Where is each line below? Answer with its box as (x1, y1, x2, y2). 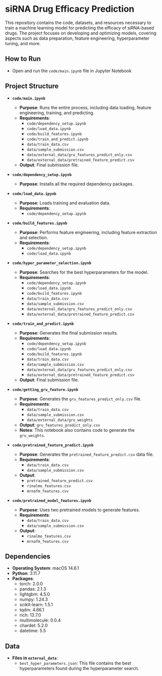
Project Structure (5, 82, 59, 90)
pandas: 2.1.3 (19, 586, 46, 592)
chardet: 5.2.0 (19, 623, 48, 628)
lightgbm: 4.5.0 (19, 591, 50, 597)
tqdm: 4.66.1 (19, 607, 45, 613)
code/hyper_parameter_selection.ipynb (12, 260, 92, 265)
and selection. (19, 234, 48, 240)
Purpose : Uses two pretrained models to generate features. (19, 507, 140, 513)
